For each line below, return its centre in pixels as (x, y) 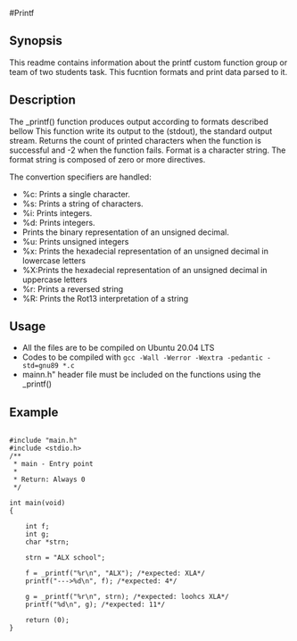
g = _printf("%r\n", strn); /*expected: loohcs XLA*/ (127, 597)
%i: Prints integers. (57, 212)
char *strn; (47, 542)
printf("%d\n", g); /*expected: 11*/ (95, 605)
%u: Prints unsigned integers (75, 241)
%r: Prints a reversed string (73, 288)
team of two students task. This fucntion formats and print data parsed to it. (148, 71)
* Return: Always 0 (49, 480)
